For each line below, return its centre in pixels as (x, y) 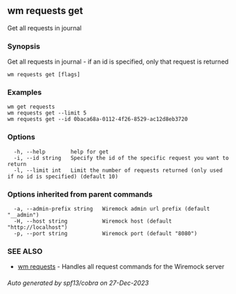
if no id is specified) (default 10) (63, 176)
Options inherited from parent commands (80, 194)
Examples (25, 93)
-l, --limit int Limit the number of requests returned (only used (118, 170)
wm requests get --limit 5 (47, 113)
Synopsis (24, 46)
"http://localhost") (38, 228)
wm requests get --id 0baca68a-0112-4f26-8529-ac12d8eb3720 (98, 119)
